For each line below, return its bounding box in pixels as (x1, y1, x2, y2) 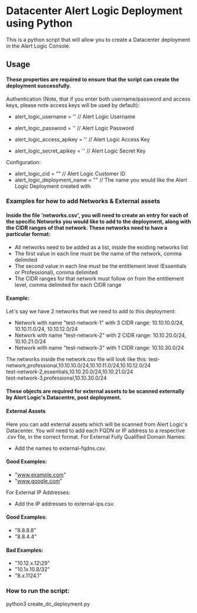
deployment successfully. (6, 82, 72, 89)
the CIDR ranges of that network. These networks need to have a (6, 224, 168, 231)
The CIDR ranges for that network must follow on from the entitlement (14, 275, 184, 282)
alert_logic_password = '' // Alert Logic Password (14, 124, 134, 131)
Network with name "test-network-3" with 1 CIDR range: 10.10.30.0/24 (14, 344, 184, 351)
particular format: (6, 231, 51, 238)
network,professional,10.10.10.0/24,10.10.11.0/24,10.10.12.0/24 (6, 362, 151, 369)
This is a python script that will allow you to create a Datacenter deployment (6, 36, 190, 43)
